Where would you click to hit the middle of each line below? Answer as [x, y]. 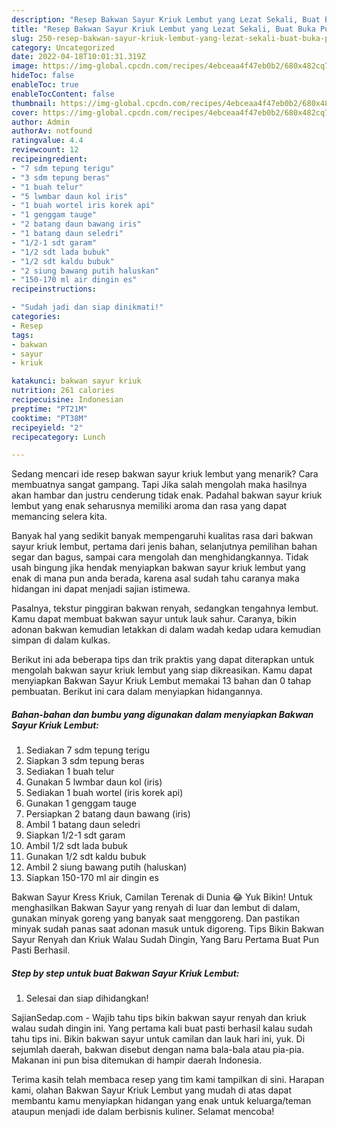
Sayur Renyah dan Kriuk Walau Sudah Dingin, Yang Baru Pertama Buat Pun [165, 940]
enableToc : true [45, 85]
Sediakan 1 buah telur [70, 772]
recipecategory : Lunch [58, 437]
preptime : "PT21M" [49, 409]
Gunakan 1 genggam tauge [81, 803]
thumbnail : [34, 103]
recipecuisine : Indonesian [67, 400]
